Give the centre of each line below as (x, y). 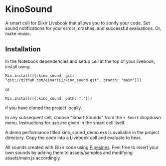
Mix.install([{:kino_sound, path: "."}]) (49, 98)
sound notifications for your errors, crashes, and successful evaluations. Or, (83, 28)
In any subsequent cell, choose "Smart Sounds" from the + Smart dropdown (83, 117)
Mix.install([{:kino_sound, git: (40, 76)
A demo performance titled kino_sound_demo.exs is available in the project (82, 132)
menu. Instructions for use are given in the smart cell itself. (65, 123)
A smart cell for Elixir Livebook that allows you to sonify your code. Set (78, 23)
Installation (23, 49)
